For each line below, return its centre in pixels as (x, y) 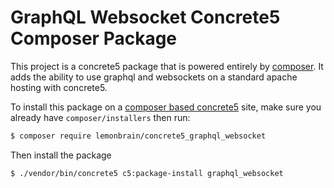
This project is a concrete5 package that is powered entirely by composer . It (167, 66)
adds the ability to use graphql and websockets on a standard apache (154, 77)
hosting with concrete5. (59, 87)
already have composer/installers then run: (100, 117)
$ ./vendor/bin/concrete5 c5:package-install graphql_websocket (147, 173)
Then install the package (61, 155)
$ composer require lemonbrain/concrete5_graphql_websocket (138, 136)
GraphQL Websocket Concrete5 (145, 17)
